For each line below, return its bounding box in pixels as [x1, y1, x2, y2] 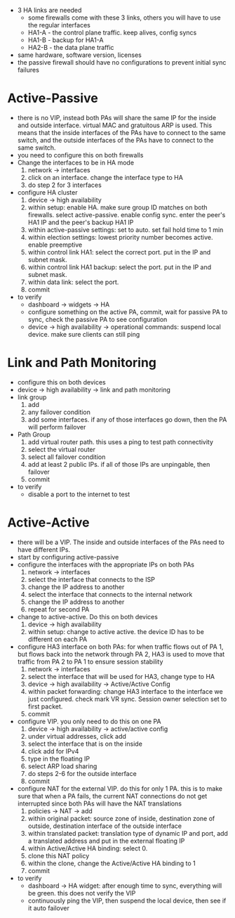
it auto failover [27, 903, 70, 912]
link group [17, 393, 47, 401]
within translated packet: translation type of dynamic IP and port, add [27, 829, 228, 837]
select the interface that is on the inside [27, 739, 142, 748]
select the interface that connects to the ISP [27, 575, 156, 583]
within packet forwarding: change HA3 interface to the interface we [27, 687, 223, 695]
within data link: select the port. [27, 278, 119, 286]
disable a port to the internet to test [27, 490, 130, 498]
